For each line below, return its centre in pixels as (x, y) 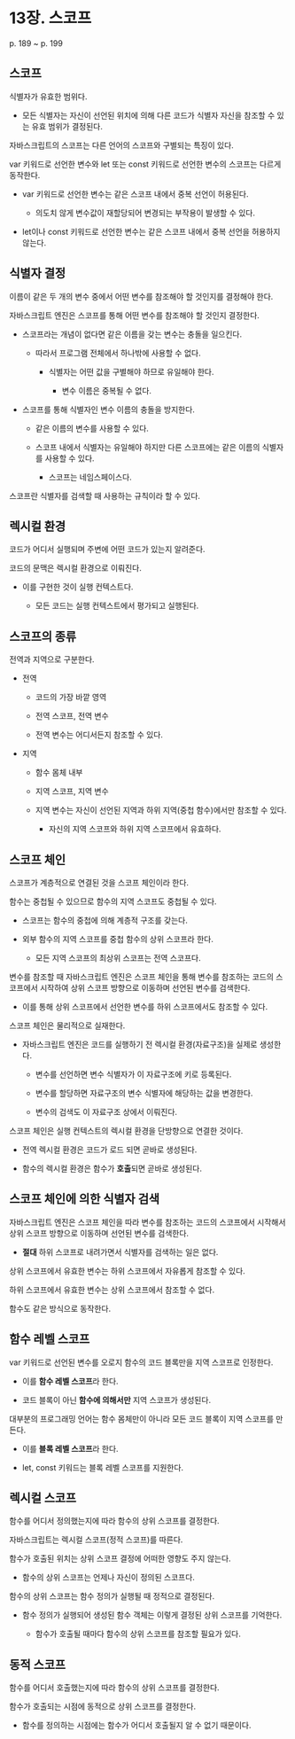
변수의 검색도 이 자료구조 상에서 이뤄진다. (106, 1112)
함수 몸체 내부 (59, 773)
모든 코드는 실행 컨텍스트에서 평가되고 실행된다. (117, 606)
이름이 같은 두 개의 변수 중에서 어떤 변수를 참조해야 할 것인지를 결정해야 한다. (141, 296)
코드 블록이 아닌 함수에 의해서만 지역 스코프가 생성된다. (116, 1400)
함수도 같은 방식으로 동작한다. (60, 1308)
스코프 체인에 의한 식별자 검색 (85, 1199)
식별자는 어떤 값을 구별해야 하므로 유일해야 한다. (131, 371)
